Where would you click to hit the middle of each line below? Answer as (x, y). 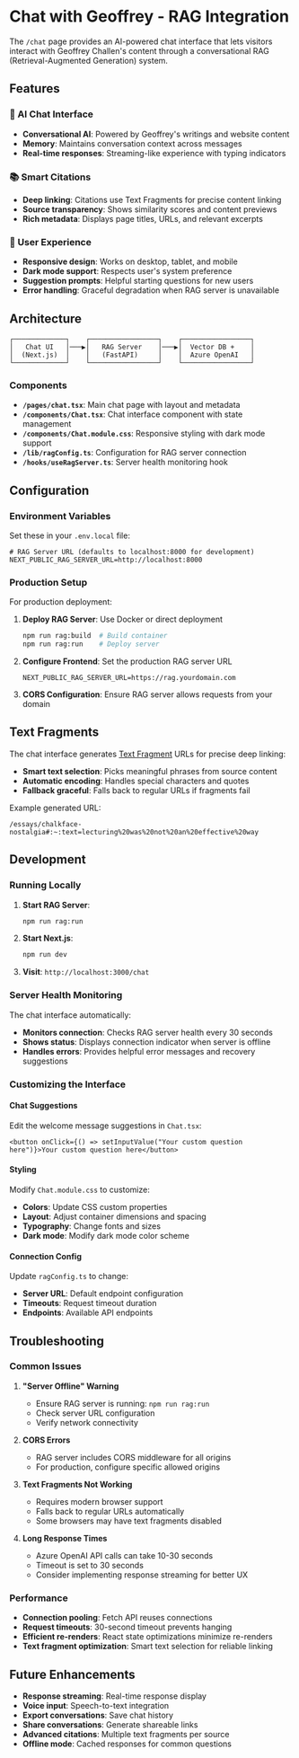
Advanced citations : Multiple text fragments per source (126, 1734)
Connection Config (46, 1256)
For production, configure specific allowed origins (128, 1467)
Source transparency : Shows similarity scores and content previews (149, 209)
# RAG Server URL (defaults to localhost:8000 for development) (132, 552)
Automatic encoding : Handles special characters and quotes (136, 781)
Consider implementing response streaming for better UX (142, 1575)
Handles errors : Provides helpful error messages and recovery (139, 1051)
